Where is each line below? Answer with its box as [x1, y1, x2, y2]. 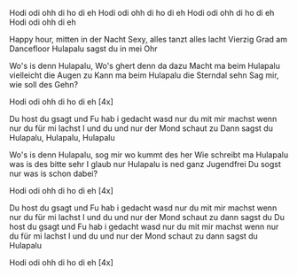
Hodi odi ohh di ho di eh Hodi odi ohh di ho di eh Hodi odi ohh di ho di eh [9, 8, 275, 18]
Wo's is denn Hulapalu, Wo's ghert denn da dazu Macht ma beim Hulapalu [9, 61, 281, 71]
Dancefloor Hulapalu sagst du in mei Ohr [9, 43, 158, 54]
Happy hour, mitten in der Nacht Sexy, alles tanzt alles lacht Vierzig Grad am [9, 34, 288, 44]
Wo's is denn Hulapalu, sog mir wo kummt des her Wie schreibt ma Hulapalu [9, 149, 289, 160]
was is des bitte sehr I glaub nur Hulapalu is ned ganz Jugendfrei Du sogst [9, 159, 282, 169]
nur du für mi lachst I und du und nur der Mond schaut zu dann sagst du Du [9, 212, 285, 222]
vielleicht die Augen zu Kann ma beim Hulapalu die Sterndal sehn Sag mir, [9, 70, 279, 80]
